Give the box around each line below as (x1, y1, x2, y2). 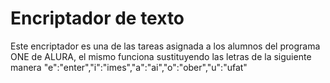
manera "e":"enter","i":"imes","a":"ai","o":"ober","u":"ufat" (10, 61, 248, 73)
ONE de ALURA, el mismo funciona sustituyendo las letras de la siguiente (10, 50, 312, 62)
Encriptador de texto (10, 7, 185, 30)
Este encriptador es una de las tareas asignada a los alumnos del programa (10, 40, 321, 52)
